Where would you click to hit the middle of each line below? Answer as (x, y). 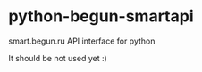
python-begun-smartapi (101, 16)
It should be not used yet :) (58, 58)
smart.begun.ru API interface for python (82, 41)
